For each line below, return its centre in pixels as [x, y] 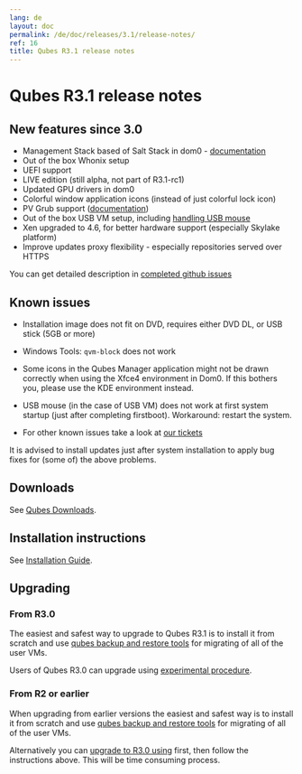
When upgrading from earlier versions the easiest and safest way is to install [151, 713]
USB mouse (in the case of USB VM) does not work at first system [145, 405]
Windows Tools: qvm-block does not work [99, 351]
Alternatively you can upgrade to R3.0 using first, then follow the [129, 750]
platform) [39, 238]
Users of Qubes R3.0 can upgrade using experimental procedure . [131, 670]
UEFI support [47, 170]
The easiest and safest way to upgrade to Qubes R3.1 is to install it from [142, 634]
